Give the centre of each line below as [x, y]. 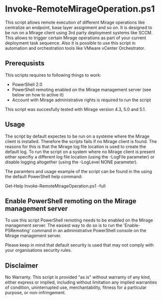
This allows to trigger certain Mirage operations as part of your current [76, 38]
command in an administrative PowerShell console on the [89, 231]
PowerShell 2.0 [27, 84]
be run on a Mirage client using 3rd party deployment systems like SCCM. [79, 32]
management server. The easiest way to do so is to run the [64, 225]
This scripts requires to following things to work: [53, 75]
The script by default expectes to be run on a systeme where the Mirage [77, 136]
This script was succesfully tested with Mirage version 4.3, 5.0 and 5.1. [76, 109]
